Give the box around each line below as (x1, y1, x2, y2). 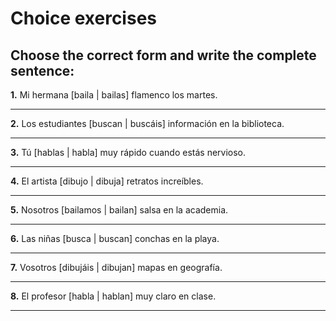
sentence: (10, 62, 75, 79)
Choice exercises (10, 7, 157, 30)
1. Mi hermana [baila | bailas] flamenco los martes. (10, 89, 218, 101)
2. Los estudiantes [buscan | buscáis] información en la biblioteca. (10, 118, 285, 129)
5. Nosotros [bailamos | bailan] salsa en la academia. (10, 204, 229, 216)
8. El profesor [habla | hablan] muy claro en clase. (10, 290, 217, 302)
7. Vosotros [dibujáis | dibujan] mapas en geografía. (10, 262, 223, 273)
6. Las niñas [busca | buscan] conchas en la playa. (10, 233, 220, 244)
